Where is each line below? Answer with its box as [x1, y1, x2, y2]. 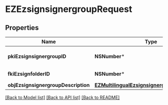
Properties [5, 23, 39, 32]
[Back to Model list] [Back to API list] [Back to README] [5, 94, 120, 100]
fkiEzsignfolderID [7, 70, 50, 77]
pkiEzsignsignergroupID [7, 53, 66, 59]
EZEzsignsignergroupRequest [5, 3, 132, 15]
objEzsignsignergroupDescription [7, 81, 90, 88]
